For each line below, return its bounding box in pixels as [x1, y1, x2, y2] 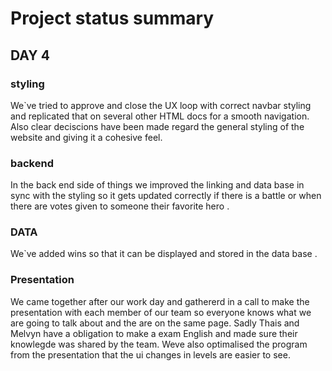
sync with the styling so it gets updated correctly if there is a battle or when [10, 190, 322, 202]
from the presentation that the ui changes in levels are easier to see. [10, 348, 291, 361]
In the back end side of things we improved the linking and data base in [10, 179, 305, 191]
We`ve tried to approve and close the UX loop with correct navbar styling [10, 99, 312, 111]
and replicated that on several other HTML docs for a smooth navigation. [10, 110, 310, 122]
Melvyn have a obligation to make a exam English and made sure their [10, 327, 298, 339]
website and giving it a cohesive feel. [10, 131, 163, 143]
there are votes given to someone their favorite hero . [10, 200, 230, 212]
